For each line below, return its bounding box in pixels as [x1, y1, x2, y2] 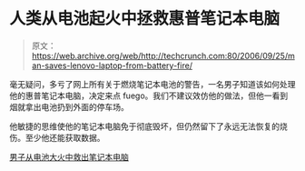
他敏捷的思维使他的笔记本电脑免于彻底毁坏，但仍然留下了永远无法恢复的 [9, 120, 280, 132]
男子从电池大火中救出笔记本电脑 [9, 151, 129, 162]
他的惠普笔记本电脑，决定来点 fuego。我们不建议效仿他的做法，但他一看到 [9, 90, 289, 101]
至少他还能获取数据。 [25, 132, 105, 143]
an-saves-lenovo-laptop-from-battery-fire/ [31, 60, 193, 71]
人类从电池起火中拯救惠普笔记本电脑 [9, 8, 280, 29]
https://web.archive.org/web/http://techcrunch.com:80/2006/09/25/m [31, 50, 295, 61]
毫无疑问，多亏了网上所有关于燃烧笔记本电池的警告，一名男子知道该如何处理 [9, 78, 296, 89]
